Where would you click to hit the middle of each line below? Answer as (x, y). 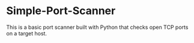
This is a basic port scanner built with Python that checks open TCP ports (97, 27)
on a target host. (26, 33)
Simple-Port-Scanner (61, 11)
